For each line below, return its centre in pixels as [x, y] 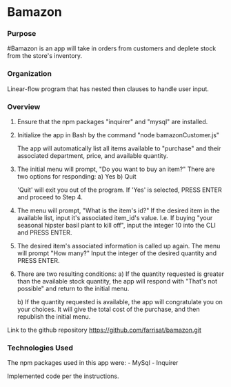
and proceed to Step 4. [50, 197]
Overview [24, 106]
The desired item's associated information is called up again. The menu [119, 246]
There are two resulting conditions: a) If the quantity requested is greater [121, 274]
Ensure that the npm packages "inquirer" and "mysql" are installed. [112, 122]
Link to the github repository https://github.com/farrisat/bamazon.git [104, 330]
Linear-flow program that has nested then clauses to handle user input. [108, 89]
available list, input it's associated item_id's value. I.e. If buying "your [115, 218]
